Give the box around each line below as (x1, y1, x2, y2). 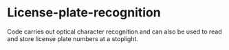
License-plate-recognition (7, 5, 161, 21)
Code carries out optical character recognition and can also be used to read (7, 27, 222, 36)
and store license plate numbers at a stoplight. (7, 34, 139, 42)
